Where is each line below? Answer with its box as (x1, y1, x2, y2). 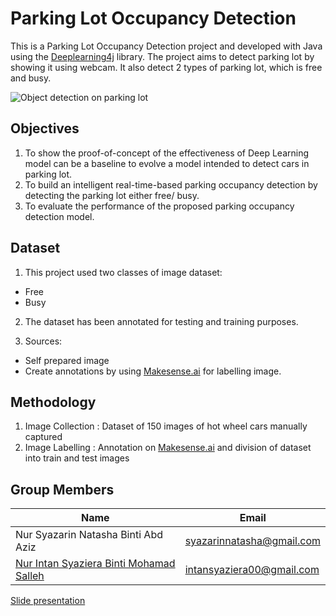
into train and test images (24, 452, 130, 464)
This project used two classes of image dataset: (24, 266, 223, 278)
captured (24, 431, 63, 443)
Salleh (15, 569, 45, 583)
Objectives (10, 120, 80, 137)
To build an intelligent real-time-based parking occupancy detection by (24, 178, 318, 191)
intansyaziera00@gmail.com (184, 563, 320, 577)
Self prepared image (24, 354, 110, 366)
